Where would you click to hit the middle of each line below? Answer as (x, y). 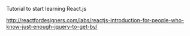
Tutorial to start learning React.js (46, 9)
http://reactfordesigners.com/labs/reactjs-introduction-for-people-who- (95, 20)
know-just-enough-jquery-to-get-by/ (52, 27)
